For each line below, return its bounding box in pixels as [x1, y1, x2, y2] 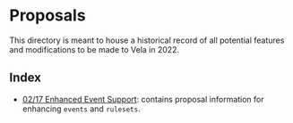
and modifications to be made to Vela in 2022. [9, 44, 180, 54]
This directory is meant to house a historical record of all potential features [9, 35, 285, 45]
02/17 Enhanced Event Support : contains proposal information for [22, 94, 264, 104]
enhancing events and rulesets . [22, 103, 141, 114]
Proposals [9, 5, 87, 26]
